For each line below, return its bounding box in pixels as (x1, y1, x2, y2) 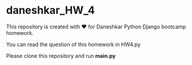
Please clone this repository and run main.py (6, 52, 116, 59)
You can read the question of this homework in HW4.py (6, 41, 141, 48)
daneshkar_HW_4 (6, 4, 95, 17)
